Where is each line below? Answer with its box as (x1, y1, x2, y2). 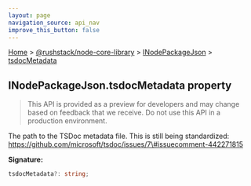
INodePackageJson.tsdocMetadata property (8, 78, 232, 92)
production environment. (27, 116, 107, 126)
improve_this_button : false (8, 26, 100, 34)
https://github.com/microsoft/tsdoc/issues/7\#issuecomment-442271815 (8, 140, 244, 149)
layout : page (8, 11, 51, 20)
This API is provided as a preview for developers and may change (27, 100, 240, 109)
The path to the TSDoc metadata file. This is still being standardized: (8, 131, 230, 141)
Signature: (8, 155, 43, 165)
